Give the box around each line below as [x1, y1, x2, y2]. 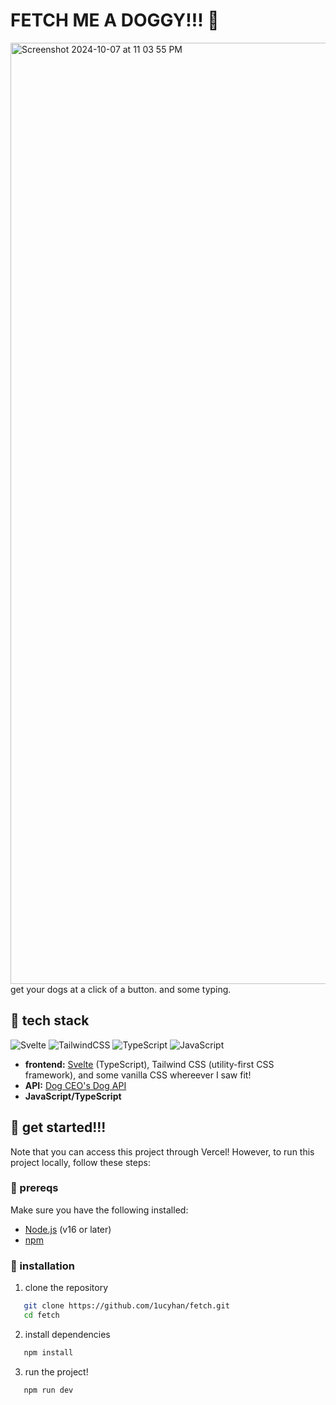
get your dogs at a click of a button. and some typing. [10, 983, 232, 995]
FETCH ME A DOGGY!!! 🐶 [10, 9, 220, 32]
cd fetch [23, 1310, 60, 1321]
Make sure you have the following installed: [10, 1204, 189, 1216]
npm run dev [23, 1385, 74, 1395]
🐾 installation [10, 1259, 75, 1273]
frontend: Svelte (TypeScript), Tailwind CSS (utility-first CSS [24, 1058, 275, 1070]
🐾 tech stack [10, 1012, 90, 1029]
